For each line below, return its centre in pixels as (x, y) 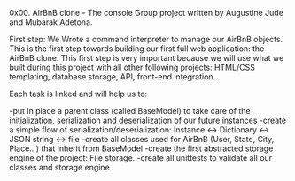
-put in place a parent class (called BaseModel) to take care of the (130, 111)
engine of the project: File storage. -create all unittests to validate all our (141, 158)
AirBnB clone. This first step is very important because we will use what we (147, 58)
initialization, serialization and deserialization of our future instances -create (147, 120)
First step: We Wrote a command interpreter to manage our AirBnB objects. (146, 39)
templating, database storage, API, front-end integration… (115, 77)
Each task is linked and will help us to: (78, 94)
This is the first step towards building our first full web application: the (137, 49)
